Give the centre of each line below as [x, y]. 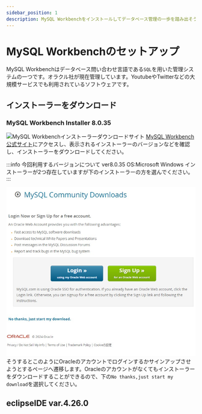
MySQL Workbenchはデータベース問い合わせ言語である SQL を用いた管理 [95, 69]
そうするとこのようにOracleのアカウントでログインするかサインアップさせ [99, 361]
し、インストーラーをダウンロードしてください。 [67, 152]
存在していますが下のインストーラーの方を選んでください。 [120, 172]
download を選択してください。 [43, 384]
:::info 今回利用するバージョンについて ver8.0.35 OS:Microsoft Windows [95, 165]
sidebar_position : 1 [32, 13]
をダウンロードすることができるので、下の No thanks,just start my [90, 376]
